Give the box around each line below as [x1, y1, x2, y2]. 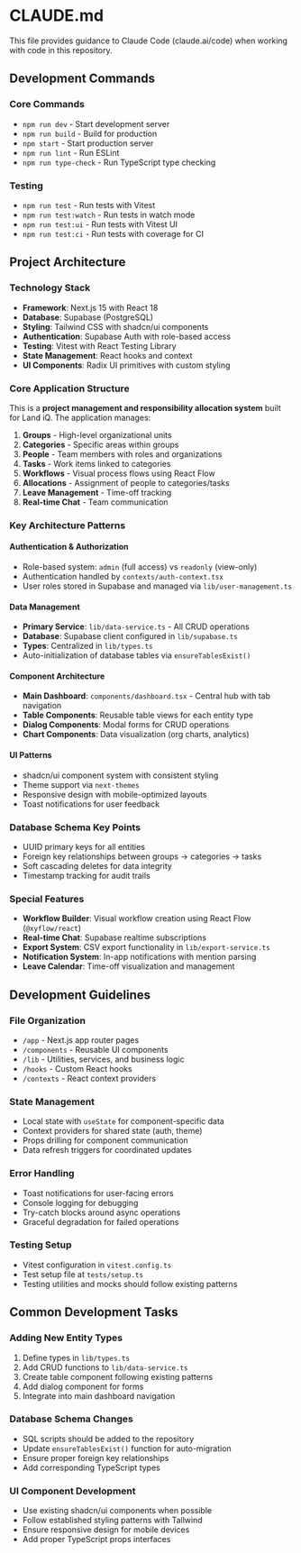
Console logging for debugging [22, 1197, 139, 1208]
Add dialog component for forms [22, 1381, 144, 1392]
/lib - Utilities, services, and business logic [22, 1054, 185, 1064]
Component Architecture [9, 671, 105, 681]
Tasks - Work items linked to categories [22, 458, 171, 469]
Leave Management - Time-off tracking [22, 487, 172, 498]
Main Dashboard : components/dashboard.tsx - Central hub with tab [22, 690, 271, 701]
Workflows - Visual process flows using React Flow [22, 468, 215, 479]
